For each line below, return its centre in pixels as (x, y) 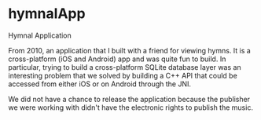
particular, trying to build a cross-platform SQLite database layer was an (125, 67)
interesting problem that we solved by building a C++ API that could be (123, 75)
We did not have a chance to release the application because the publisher (129, 99)
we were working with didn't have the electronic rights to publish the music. (131, 107)
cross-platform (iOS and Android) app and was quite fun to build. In (117, 59)
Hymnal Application (40, 35)
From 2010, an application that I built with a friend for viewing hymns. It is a (130, 50)
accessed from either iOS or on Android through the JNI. (99, 84)
